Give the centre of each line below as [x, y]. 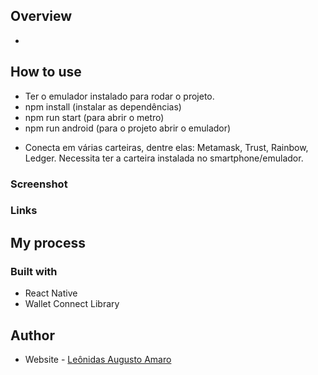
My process [48, 242]
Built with [34, 271]
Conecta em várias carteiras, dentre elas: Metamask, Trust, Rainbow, [166, 147]
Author [32, 335]
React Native [51, 293]
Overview [41, 16]
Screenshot [39, 184]
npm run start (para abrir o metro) [94, 117]
